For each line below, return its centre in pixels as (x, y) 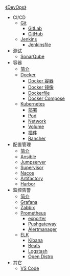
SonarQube (32, 56)
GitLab (35, 28)
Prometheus (33, 213)
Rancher (37, 138)
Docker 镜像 (41, 87)
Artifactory (32, 178)
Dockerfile (39, 93)
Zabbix (28, 207)
